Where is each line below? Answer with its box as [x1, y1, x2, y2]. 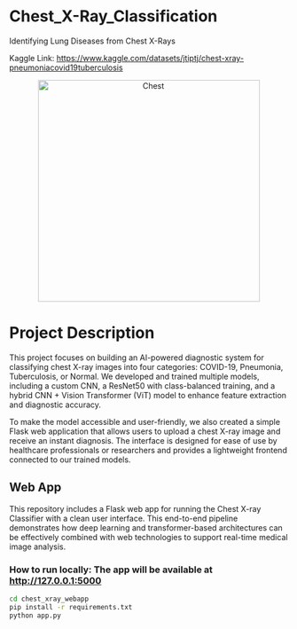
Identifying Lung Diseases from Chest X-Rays [9, 35, 176, 46]
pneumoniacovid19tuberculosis [9, 62, 123, 73]
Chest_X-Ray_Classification [9, 6, 218, 27]
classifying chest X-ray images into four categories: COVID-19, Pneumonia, [9, 361, 284, 372]
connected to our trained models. [9, 454, 131, 465]
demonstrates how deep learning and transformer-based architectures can [9, 522, 284, 533]
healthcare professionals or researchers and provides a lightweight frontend [9, 444, 288, 455]
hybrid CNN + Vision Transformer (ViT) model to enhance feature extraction [9, 389, 286, 400]
